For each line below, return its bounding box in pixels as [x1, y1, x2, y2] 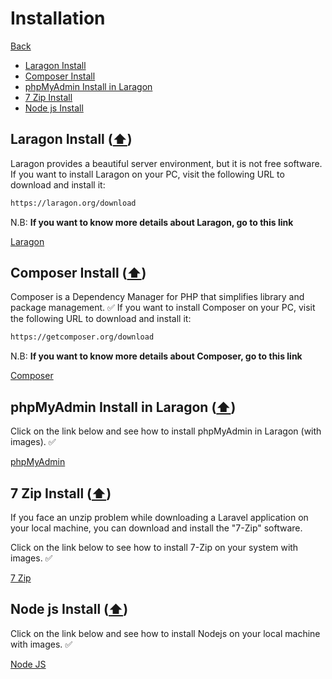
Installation [10, 7, 106, 30]
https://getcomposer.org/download [10, 332, 155, 342]
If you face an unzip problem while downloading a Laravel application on [10, 511, 309, 523]
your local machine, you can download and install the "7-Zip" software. [10, 522, 303, 534]
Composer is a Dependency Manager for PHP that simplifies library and [10, 291, 305, 303]
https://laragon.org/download [10, 198, 137, 208]
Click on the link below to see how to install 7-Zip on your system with [10, 541, 299, 553]
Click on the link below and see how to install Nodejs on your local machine [10, 627, 321, 639]
